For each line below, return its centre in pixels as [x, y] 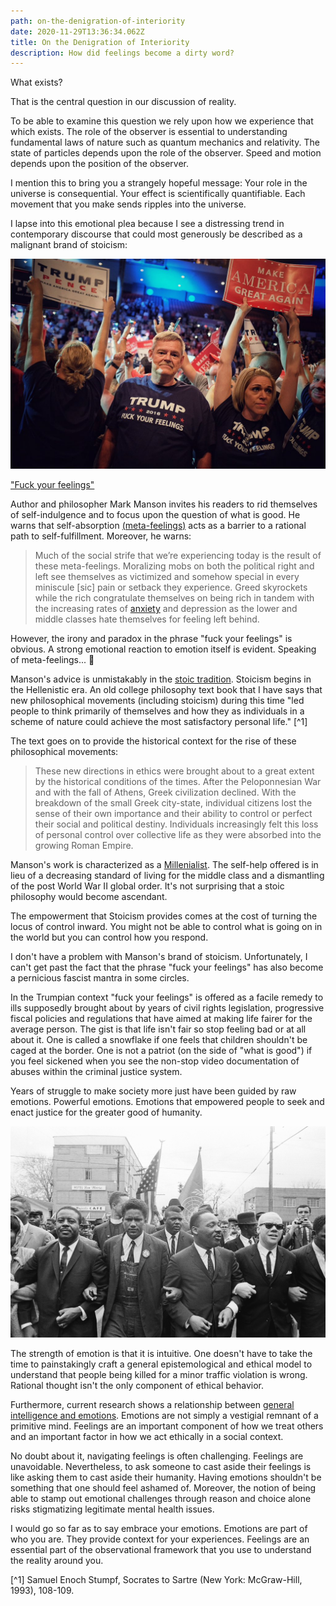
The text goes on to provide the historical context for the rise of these [153, 741]
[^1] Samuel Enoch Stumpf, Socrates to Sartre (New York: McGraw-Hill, [156, 1580]
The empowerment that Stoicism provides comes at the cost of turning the [164, 916]
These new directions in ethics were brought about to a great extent [174, 771]
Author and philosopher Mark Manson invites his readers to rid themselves [164, 504]
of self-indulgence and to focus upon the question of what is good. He [155, 514]
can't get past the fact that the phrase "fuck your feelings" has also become [167, 967]
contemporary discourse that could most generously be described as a [156, 234]
